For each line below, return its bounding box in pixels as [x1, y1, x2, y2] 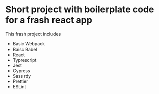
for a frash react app [5, 14, 92, 26]
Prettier [12, 78, 28, 84]
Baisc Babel [12, 46, 37, 52]
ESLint [12, 83, 26, 89]
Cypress [12, 67, 30, 74]
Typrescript [12, 57, 37, 63]
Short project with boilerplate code [5, 4, 154, 15]
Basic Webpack [12, 40, 45, 46]
